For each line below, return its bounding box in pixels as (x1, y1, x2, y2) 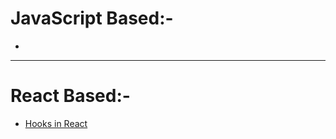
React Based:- (10, 85, 131, 107)
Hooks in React (24, 117, 88, 129)
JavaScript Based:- (10, 7, 174, 30)
